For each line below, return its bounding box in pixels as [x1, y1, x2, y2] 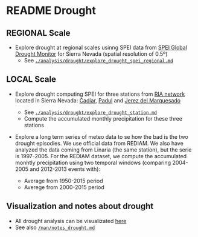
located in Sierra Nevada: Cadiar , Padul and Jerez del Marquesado [14, 96, 181, 104]
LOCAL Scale [6, 74, 56, 85]
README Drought [6, 4, 97, 18]
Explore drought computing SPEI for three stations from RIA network [14, 90, 185, 98]
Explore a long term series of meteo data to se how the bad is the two [14, 133, 188, 140]
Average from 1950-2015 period [24, 177, 103, 184]
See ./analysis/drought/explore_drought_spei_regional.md [24, 57, 173, 64]
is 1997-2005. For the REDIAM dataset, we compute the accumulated [14, 152, 187, 159]
